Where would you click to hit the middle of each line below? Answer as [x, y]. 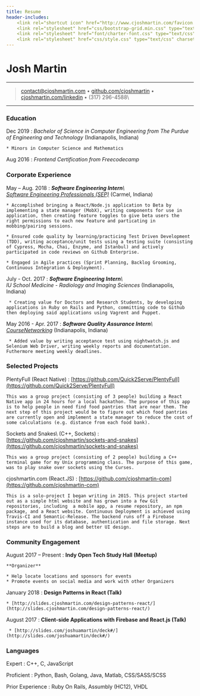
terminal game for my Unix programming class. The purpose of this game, [100, 462]
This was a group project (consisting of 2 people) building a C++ [92, 457]
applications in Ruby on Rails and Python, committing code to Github [96, 307]
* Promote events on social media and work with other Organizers [90, 582]
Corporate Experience [39, 175]
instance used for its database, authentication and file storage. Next [98, 522]
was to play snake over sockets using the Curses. [70, 467]
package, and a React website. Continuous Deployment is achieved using [98, 511]
